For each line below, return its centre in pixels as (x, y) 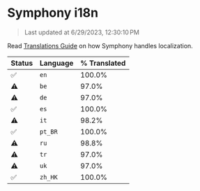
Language (56, 63)
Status (22, 63)
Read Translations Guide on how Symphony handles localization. (100, 45)
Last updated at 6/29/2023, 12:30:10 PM (82, 32)
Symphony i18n (53, 13)
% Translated (103, 63)
